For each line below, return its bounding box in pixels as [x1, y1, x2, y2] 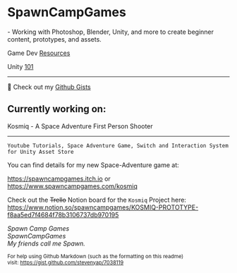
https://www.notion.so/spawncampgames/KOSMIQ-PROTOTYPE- [7, 202, 199, 212]
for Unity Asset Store [7, 148, 74, 155]
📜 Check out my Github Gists [7, 83, 92, 91]
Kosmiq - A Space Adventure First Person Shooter [7, 121, 153, 131]
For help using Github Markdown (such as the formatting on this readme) [7, 253, 184, 260]
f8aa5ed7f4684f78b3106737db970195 [7, 210, 119, 219]
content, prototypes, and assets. [7, 35, 102, 43]
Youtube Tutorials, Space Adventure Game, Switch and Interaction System [7, 142, 229, 149]
